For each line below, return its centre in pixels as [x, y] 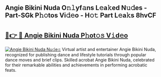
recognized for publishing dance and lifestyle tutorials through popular [76, 55]
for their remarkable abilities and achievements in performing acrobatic [76, 65]
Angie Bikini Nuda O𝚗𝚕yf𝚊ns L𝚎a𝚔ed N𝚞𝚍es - [76, 8]
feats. [11, 70]
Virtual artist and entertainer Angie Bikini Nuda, [109, 49]
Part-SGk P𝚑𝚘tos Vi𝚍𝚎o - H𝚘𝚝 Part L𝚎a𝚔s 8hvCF [81, 16]
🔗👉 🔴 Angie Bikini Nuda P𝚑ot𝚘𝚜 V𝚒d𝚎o [66, 35]
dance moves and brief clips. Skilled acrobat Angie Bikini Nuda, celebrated [80, 60]
